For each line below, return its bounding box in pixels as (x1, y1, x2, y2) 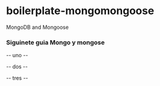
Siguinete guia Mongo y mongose (6, 38, 105, 47)
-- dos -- (6, 63, 28, 70)
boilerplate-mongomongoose (6, 4, 155, 18)
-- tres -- (6, 75, 28, 82)
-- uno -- (6, 52, 28, 59)
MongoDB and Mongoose (6, 24, 69, 31)
